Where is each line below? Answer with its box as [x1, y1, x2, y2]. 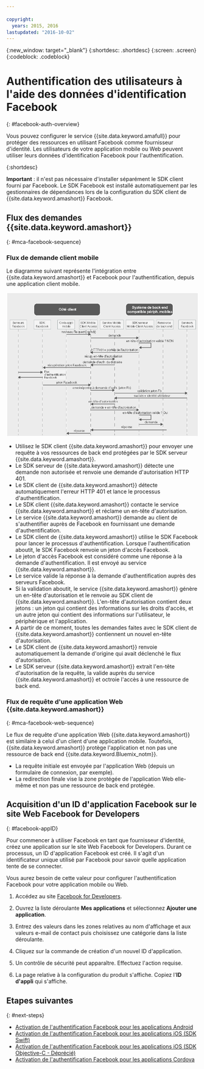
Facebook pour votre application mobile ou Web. [6, 881, 129, 888]
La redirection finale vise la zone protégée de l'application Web [15, 775, 174, 782]
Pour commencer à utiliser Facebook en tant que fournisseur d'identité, [6, 837, 186, 844]
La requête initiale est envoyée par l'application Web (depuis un [15, 762, 175, 770]
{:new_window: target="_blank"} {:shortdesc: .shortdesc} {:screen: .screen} [6, 46, 197, 54]
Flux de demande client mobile [6, 253, 99, 262]
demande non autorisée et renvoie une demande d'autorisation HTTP [15, 468, 189, 476]
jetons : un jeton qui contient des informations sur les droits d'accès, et [15, 604, 194, 612]
